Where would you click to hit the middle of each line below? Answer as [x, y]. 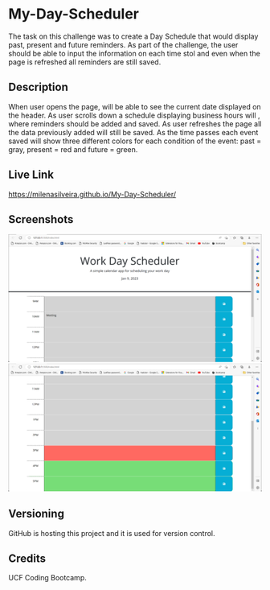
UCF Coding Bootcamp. [47, 578]
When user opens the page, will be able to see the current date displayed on [135, 106]
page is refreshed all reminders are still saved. [85, 62]
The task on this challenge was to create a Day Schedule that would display [133, 36]
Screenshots [41, 219]
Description [38, 87]
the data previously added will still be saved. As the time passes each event [133, 132]
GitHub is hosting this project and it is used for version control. [112, 533]
